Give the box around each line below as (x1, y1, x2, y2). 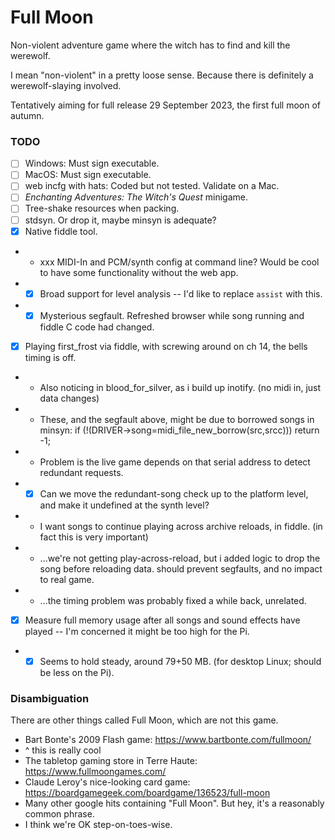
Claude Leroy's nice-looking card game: (24, 776, 191, 788)
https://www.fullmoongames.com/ (24, 766, 167, 778)
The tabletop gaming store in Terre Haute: (24, 755, 198, 767)
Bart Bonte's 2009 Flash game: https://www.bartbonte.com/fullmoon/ (24, 734, 312, 746)
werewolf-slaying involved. (10, 79, 122, 91)
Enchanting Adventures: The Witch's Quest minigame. (24, 191, 248, 203)
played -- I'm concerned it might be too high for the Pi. (24, 625, 250, 637)
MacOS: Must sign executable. (24, 169, 152, 181)
